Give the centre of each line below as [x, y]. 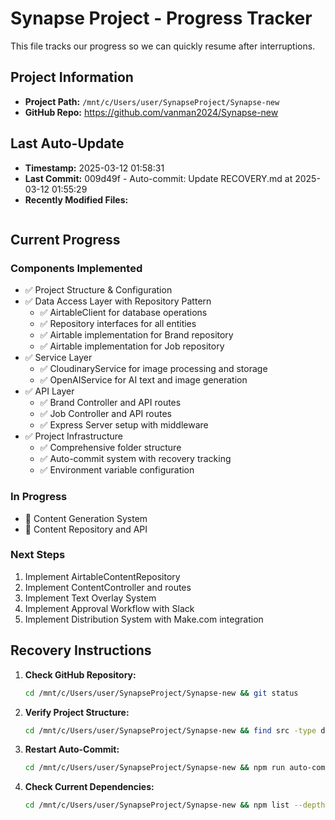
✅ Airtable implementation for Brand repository [136, 335]
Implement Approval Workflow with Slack [109, 608]
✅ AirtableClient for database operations [123, 313]
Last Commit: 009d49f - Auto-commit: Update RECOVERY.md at [158, 178]
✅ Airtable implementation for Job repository [132, 346]
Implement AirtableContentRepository [102, 576]
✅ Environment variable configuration [117, 470]
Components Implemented [76, 268]
